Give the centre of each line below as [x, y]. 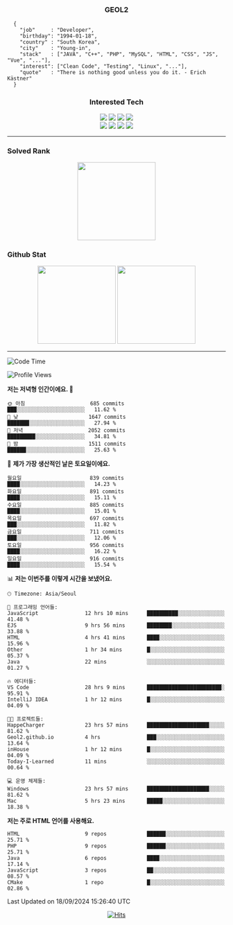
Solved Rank [29, 150]
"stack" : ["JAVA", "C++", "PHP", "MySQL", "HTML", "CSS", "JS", [119, 54]
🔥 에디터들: [22, 682]
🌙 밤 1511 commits [67, 444]
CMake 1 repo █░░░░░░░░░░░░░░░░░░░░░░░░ [116, 883]
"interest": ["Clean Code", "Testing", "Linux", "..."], [104, 67]
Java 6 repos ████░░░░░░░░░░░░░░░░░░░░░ [116, 858]
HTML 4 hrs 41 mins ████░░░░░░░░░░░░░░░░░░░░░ [116, 638]
